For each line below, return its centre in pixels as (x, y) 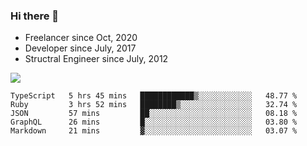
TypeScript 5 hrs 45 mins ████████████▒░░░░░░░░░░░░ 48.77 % (154, 96)
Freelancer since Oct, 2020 (81, 38)
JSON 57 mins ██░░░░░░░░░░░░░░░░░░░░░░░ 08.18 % (154, 114)
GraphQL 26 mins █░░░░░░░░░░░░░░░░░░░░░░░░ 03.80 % (154, 122)
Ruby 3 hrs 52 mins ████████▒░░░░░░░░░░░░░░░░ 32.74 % (154, 105)
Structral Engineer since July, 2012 (96, 59)
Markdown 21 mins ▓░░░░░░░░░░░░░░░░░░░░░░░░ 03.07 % (154, 131)
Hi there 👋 (35, 16)
